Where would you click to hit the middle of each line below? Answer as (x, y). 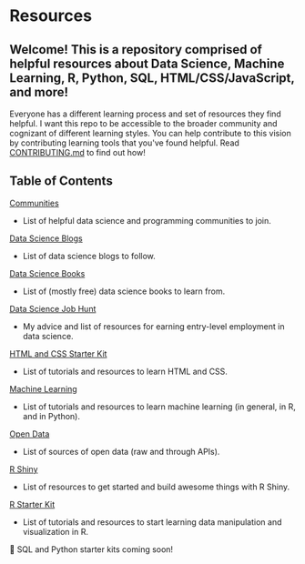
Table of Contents (61, 181)
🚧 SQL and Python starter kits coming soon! (91, 549)
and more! (39, 92)
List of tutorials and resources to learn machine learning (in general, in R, (159, 407)
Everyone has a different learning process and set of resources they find (146, 114)
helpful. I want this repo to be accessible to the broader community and (143, 123)
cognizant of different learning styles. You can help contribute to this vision (150, 133)
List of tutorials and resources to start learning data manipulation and (152, 522)
